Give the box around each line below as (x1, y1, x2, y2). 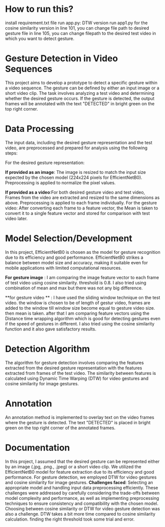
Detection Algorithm (5, 343, 90, 354)
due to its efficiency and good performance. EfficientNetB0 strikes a (5, 254, 144, 260)
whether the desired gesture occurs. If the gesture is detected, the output (5, 95, 155, 101)
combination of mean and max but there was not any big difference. (5, 285, 143, 291)
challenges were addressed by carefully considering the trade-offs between (5, 490, 160, 496)
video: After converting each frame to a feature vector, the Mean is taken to (5, 205, 159, 211)
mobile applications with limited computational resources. (5, 265, 122, 271)
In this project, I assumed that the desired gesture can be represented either (5, 458, 160, 464)
